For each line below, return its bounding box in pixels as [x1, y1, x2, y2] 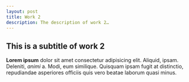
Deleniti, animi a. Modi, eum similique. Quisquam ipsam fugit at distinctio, [6, 63, 184, 70]
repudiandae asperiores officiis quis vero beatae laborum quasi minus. [6, 69, 177, 76]
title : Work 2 [6, 14, 41, 20]
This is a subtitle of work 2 [6, 41, 105, 51]
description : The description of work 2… [6, 19, 110, 25]
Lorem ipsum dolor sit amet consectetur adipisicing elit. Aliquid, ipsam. [6, 57, 179, 64]
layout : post [6, 8, 38, 15]
